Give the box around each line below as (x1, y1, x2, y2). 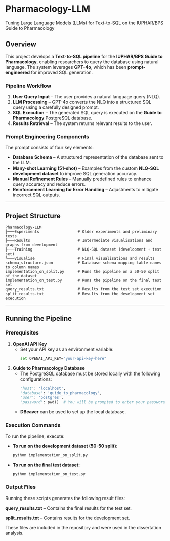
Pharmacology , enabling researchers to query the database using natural (5, 59, 159, 65)
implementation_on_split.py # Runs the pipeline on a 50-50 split (5, 269, 159, 274)
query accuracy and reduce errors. (12, 181, 86, 187)
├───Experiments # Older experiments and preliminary (5, 229, 157, 234)
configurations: (20, 376, 52, 382)
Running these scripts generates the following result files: (5, 495, 125, 501)
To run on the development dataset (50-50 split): (12, 443, 118, 449)
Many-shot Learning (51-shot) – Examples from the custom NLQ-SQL (12, 165, 159, 171)
